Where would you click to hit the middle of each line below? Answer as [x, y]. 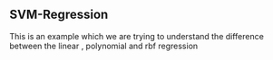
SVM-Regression [59, 15]
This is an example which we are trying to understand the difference [137, 36]
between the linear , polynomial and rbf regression [104, 46]
